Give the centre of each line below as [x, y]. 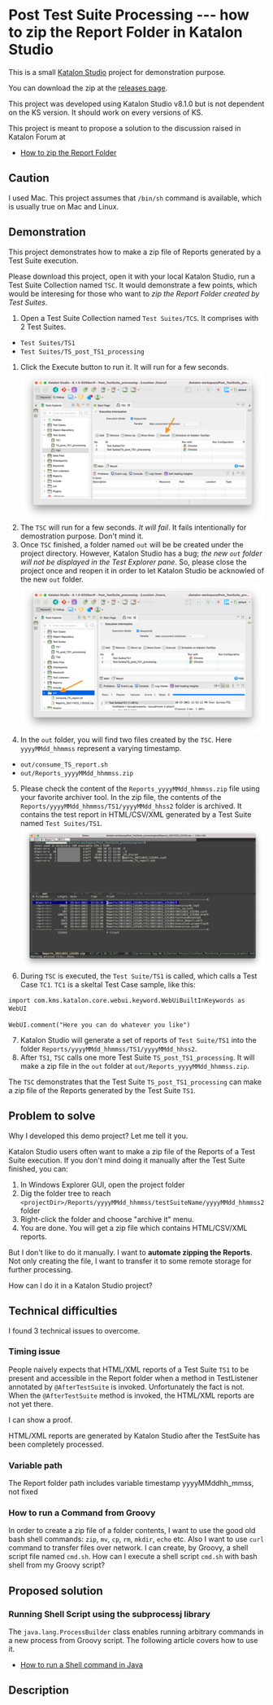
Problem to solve [52, 1116]
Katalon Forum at [37, 137]
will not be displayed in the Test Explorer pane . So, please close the [133, 562]
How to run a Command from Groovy [82, 1513]
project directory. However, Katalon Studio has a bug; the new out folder [141, 553]
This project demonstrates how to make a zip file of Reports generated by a [135, 252]
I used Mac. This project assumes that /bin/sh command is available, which [135, 198]
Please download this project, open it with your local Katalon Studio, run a [132, 276]
